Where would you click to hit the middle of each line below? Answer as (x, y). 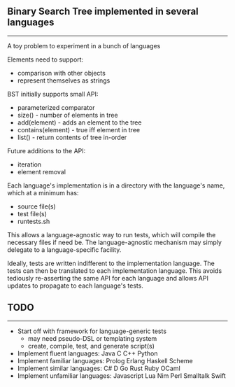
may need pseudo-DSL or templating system (92, 338)
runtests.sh (34, 221)
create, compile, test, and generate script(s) (91, 346)
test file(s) (32, 213)
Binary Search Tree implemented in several (103, 12)
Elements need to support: (45, 59)
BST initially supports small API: (53, 94)
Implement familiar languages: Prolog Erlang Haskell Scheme (105, 360)
